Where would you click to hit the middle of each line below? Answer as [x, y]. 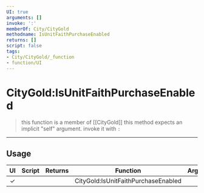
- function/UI [24, 63]
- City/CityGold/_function [40, 57]
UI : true [17, 12]
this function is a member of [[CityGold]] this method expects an [102, 123]
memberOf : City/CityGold [38, 29]
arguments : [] [24, 18]
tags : [13, 52]
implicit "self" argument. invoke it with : [71, 129]
